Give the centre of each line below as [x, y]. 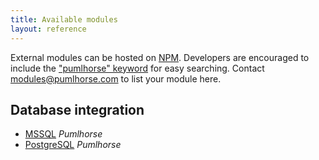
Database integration [77, 109]
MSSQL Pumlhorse [63, 134]
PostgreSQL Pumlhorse [73, 145]
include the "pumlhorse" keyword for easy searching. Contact [137, 68]
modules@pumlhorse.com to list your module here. [116, 78]
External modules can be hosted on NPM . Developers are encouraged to [160, 57]
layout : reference [48, 29]
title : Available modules [64, 19]
